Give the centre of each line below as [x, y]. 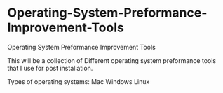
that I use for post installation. [50, 68]
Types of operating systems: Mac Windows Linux [79, 81]
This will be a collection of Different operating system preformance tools [111, 60]
